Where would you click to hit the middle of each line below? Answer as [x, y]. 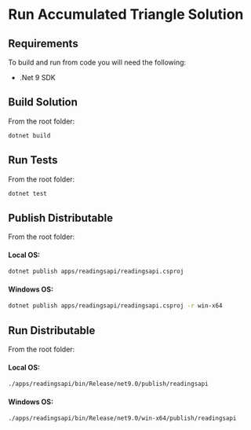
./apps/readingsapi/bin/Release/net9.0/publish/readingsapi [109, 384]
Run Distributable [52, 331]
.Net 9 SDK [38, 77]
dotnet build [29, 135]
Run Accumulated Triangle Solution [126, 15]
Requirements [43, 44]
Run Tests [33, 160]
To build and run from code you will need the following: [97, 62]
